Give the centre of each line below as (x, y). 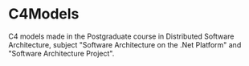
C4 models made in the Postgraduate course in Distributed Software (121, 36)
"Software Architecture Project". (61, 53)
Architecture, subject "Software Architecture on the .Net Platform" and (125, 44)
